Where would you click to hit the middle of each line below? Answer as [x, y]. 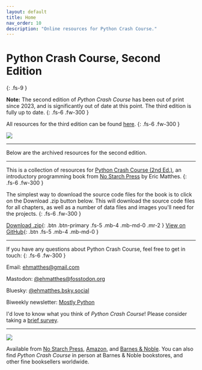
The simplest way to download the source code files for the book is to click [99, 195]
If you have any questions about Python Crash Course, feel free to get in [96, 249]
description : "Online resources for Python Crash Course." [82, 29]
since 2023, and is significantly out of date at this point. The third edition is [99, 106]
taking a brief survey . [32, 321]
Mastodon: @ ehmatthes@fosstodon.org [56, 279]
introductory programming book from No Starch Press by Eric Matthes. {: [97, 177]
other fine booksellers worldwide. [48, 362]
